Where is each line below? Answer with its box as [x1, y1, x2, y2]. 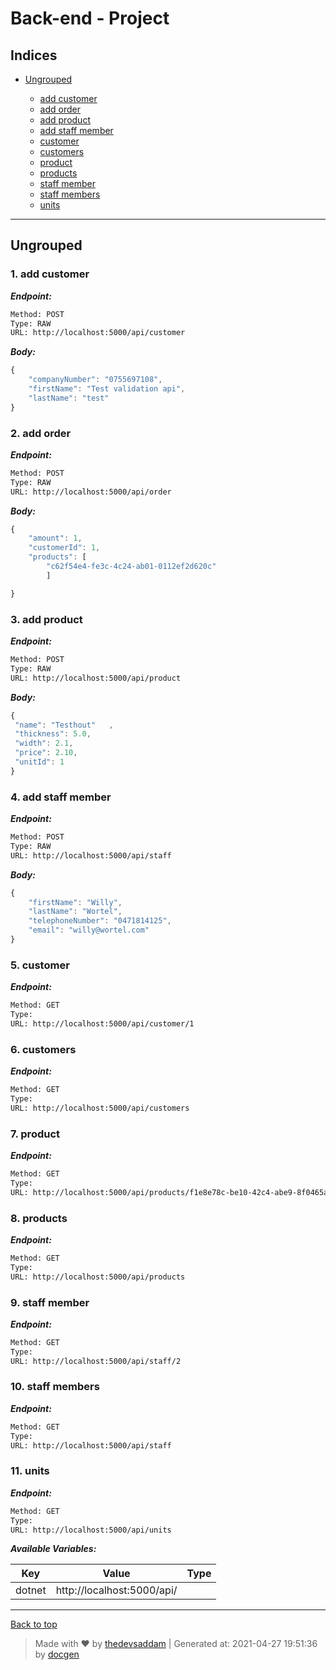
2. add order [10, 426, 72, 440]
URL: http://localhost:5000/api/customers [10, 1103, 190, 1113]
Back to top [10, 1618, 58, 1631]
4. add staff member [10, 790, 112, 804]
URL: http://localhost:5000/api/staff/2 [10, 1356, 182, 1366]
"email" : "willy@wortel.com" [28, 925, 150, 936]
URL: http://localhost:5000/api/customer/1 [10, 1019, 195, 1029]
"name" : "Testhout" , [14, 720, 114, 730]
